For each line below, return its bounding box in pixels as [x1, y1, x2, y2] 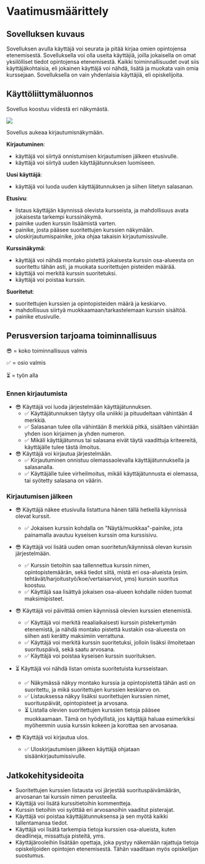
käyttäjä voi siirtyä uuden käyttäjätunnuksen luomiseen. [15, 158, 156, 166]
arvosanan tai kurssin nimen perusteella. [15, 793, 117, 801]
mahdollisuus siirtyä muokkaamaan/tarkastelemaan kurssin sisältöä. [15, 306, 187, 314]
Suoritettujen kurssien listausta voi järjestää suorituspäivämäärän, [15, 787, 182, 794]
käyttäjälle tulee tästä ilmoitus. [24, 443, 101, 451]
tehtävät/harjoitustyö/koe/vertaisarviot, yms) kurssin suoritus [24, 575, 179, 583]
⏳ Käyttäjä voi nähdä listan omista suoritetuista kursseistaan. [15, 665, 169, 672]
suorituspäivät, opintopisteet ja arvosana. [24, 699, 129, 707]
